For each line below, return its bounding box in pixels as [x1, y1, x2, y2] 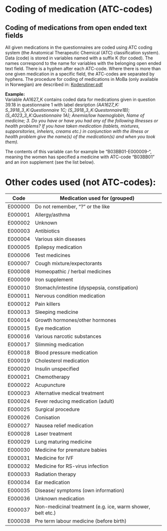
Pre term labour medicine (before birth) [34, 518, 127, 525]
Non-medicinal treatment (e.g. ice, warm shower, [34, 503, 151, 510]
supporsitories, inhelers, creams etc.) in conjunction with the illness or [5, 128, 149, 134]
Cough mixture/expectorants [34, 260, 102, 266]
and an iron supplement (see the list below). [5, 159, 95, 165]
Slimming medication [34, 341, 84, 348]
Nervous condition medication [34, 292, 105, 299]
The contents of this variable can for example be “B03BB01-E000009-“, [5, 149, 152, 154]
